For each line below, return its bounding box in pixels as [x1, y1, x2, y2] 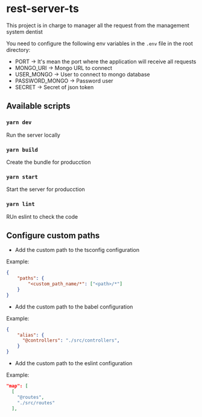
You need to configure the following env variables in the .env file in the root [6, 40, 193, 47]
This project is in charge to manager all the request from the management [6, 22, 189, 29]
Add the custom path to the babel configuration [14, 303, 133, 310]
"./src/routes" [17, 400, 55, 406]
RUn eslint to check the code [6, 213, 78, 220]
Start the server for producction [6, 186, 86, 193]
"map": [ [6, 383, 28, 389]
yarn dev [6, 119, 32, 126]
